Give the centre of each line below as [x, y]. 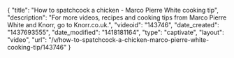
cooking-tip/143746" [37, 47]
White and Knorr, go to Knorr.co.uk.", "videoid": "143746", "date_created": [113, 25]
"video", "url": [27, 40]
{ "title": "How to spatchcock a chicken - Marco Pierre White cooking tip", [113, 10]
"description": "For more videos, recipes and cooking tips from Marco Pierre [117, 17]
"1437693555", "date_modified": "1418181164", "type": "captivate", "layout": [116, 32]
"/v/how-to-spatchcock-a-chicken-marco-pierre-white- [129, 40]
